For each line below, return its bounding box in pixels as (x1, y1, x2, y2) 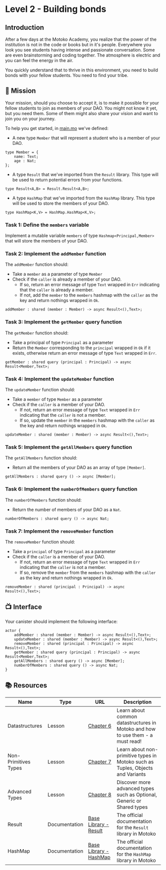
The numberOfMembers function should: (5, 497, 82, 503)
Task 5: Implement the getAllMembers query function (5, 443, 132, 450)
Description (123, 698, 152, 705)
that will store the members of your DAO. (5, 238, 88, 244)
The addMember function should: (5, 261, 69, 267)
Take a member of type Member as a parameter (12, 396, 103, 402)
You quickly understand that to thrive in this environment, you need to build (5, 67, 158, 73)
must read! (117, 738, 142, 745)
